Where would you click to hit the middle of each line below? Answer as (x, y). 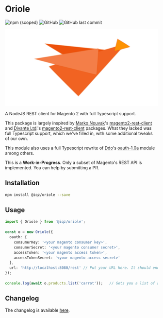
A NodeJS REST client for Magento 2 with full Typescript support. (71, 113)
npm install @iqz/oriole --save (38, 195)
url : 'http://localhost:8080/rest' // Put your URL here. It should (80, 268)
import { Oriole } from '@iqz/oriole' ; (45, 222)
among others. (20, 153)
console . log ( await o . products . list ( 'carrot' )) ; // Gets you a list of (80, 283)
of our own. (16, 138)
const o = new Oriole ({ (29, 232)
